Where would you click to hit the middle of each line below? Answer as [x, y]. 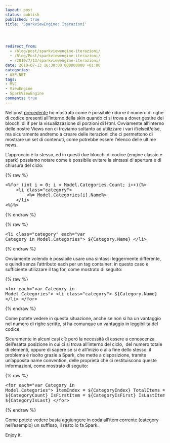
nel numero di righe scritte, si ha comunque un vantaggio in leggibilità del [82, 324]
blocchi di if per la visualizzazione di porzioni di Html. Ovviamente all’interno [85, 123]
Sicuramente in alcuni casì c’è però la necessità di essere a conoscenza [80, 339]
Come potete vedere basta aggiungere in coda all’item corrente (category [82, 420]
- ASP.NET [16, 75]
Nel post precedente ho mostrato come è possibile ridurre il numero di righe [84, 112]
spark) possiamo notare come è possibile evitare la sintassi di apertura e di [83, 160]
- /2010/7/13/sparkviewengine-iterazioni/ [55, 61]
